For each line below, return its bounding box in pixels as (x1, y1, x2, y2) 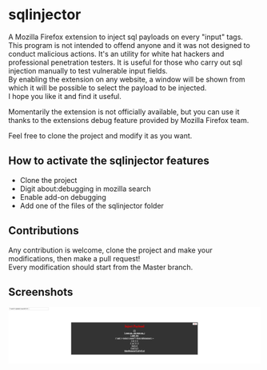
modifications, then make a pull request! (8, 253, 141, 263)
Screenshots (8, 285, 74, 299)
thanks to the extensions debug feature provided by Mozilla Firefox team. (8, 115, 249, 125)
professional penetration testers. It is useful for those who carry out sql (8, 58, 242, 67)
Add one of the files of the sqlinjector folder (19, 201, 164, 210)
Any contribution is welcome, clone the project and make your (8, 245, 213, 255)
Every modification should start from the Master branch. (8, 262, 193, 272)
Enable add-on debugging (19, 192, 106, 201)
